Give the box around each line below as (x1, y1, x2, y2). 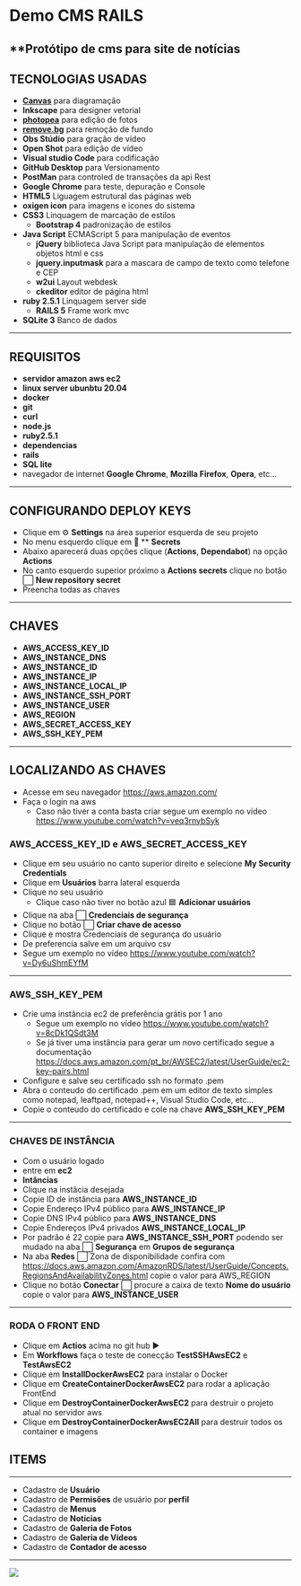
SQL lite (21, 459, 52, 470)
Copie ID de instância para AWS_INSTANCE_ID (21, 1194, 197, 1204)
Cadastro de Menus (21, 1503, 97, 1514)
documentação (35, 1047, 92, 1058)
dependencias (21, 440, 78, 451)
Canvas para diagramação (21, 95, 121, 106)
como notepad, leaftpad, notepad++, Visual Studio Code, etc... (21, 1095, 254, 1106)
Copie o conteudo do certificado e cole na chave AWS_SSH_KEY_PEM (21, 1104, 285, 1115)
